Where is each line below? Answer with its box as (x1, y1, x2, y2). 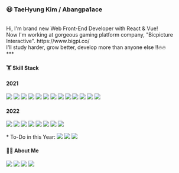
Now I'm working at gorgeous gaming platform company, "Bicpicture (6, 31, 173, 38)
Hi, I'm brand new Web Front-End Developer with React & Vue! (6, 25, 158, 32)
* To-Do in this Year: (6, 133, 56, 141)
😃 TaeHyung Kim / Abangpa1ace (6, 5, 103, 14)
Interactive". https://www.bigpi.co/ (6, 38, 90, 45)
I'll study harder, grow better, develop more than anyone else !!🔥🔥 (6, 44, 167, 51)
